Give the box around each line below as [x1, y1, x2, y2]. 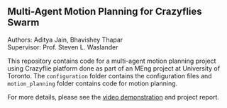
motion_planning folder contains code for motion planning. [7, 79, 178, 88]
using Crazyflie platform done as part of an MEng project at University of [7, 64, 221, 73]
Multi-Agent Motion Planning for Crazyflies [7, 6, 202, 18]
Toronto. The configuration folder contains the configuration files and [7, 71, 212, 80]
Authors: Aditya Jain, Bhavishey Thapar [7, 35, 123, 44]
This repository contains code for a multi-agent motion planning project [7, 56, 216, 65]
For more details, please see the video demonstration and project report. [7, 92, 220, 101]
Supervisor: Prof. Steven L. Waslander [7, 42, 118, 52]
